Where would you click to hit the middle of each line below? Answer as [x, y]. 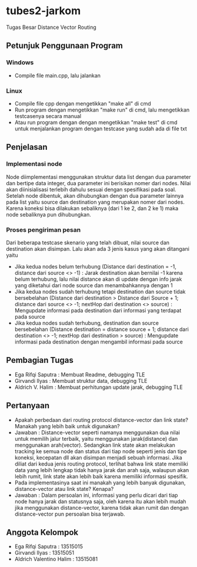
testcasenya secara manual [48, 116]
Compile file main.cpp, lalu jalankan [58, 76]
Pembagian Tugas [40, 360]
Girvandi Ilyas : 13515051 [44, 553]
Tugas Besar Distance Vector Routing [51, 27]
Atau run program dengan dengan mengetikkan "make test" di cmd [96, 122]
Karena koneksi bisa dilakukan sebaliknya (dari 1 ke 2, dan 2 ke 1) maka [92, 208]
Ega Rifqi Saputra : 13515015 [49, 546]
